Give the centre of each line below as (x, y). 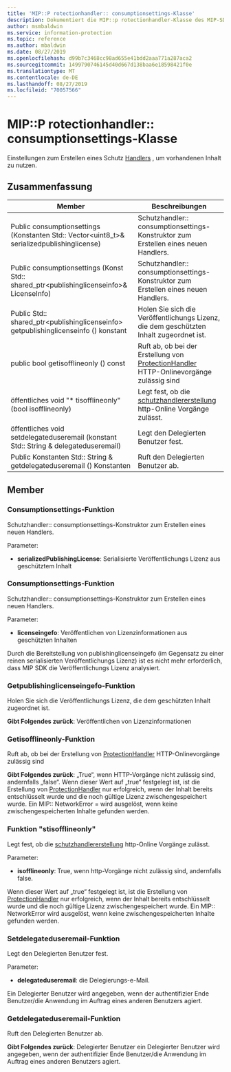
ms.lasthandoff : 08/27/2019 (47, 84)
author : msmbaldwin (35, 26)
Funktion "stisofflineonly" (52, 829)
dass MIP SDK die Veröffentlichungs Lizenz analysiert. (84, 667)
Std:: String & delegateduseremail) (66, 446)
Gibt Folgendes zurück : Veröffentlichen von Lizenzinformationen (99, 721)
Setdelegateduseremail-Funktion (64, 939)
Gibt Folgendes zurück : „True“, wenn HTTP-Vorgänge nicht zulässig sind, (111, 775)
